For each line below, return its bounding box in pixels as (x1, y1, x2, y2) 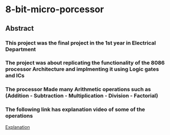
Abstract (5, 24, 34, 33)
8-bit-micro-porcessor (5, 4, 104, 15)
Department (5, 46, 36, 53)
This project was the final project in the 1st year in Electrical (5, 39, 156, 47)
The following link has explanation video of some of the (5, 106, 145, 113)
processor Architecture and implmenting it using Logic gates (5, 65, 159, 73)
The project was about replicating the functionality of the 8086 (5, 59, 165, 66)
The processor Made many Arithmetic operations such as (5, 86, 151, 93)
